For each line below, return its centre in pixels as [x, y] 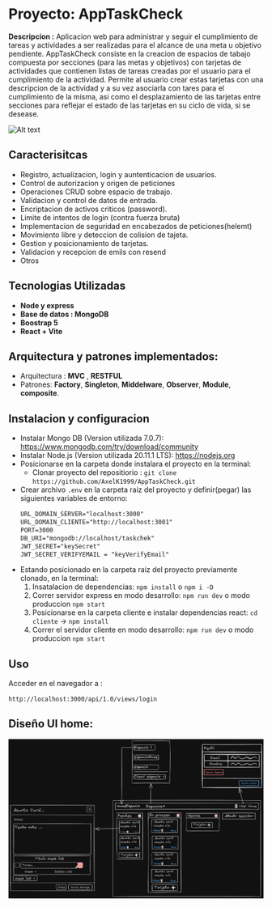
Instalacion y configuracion [79, 419]
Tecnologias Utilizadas [67, 286]
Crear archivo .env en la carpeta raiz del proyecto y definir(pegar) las [136, 490]
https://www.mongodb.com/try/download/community [109, 447]
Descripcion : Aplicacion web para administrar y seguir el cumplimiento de [133, 36]
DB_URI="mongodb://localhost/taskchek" [87, 539]
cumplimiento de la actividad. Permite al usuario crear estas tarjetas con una [136, 79]
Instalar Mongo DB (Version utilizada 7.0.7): [92, 439]
